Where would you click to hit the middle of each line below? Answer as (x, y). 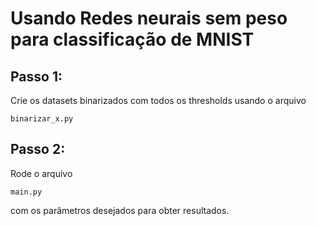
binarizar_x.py (42, 119)
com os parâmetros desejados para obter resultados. (120, 210)
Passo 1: (36, 76)
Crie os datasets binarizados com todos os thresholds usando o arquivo (158, 100)
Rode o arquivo (41, 173)
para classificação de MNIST (132, 39)
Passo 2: (38, 149)
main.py (26, 192)
